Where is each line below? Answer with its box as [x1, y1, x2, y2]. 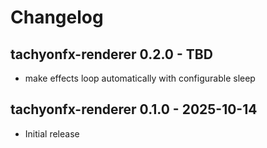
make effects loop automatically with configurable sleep [24, 72, 256, 84]
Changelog [10, 6, 104, 29]
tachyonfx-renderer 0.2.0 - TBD [10, 46, 213, 63]
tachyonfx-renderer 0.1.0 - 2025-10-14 [10, 101, 258, 118]
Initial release [24, 127, 80, 140]
